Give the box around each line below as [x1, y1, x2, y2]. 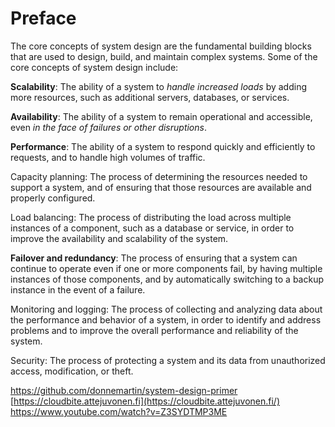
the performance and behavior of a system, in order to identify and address [10, 313, 322, 326]
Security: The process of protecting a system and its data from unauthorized [10, 354, 326, 366]
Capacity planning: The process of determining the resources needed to [10, 170, 308, 182]
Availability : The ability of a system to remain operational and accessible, [10, 110, 313, 122]
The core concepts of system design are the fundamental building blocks [10, 40, 312, 52]
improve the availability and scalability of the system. [10, 232, 229, 244]
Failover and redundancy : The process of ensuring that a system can [10, 252, 298, 264]
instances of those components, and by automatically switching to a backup [10, 273, 324, 285]
